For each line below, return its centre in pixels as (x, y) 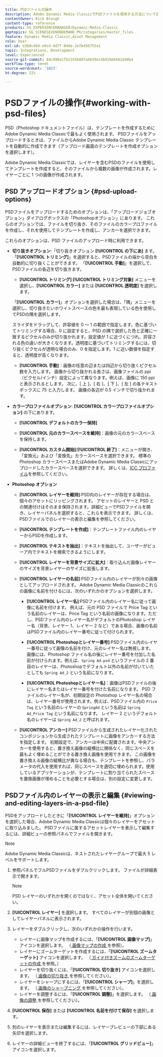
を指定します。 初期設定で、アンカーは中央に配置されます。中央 (83, 742)
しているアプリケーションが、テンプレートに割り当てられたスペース (87, 772)
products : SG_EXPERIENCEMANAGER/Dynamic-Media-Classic (62, 28)
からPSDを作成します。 (47, 535)
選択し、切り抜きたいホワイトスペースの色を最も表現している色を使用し (84, 308)
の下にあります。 (40, 412)
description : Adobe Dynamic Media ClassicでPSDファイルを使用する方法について (81, 14)
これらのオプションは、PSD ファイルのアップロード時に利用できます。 (76, 240)
